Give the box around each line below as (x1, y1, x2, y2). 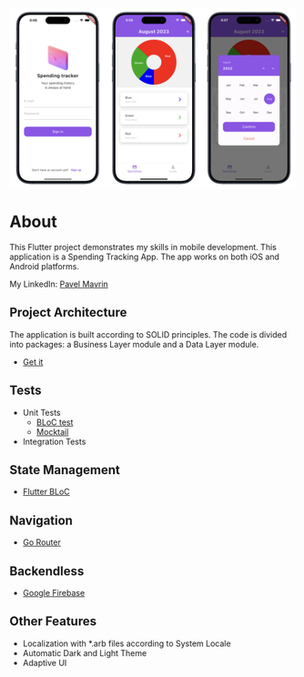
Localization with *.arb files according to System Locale (22, 638, 231, 649)
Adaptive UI (22, 657, 67, 668)
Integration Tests (22, 436, 86, 447)
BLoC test (35, 417, 74, 428)
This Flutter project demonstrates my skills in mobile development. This (9, 241, 278, 252)
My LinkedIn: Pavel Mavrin (9, 278, 109, 289)
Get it (22, 356, 44, 367)
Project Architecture (9, 305, 127, 320)
